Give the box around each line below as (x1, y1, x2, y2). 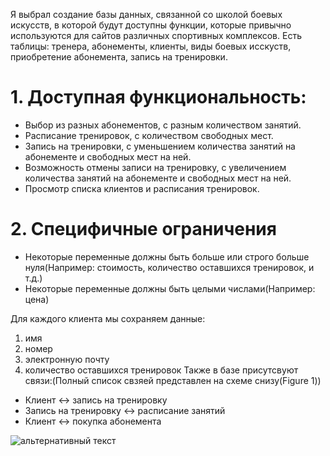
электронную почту (24, 353, 110, 365)
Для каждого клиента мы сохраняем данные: (10, 312, 206, 324)
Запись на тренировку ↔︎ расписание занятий (24, 404, 226, 416)
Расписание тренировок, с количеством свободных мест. (24, 129, 274, 141)
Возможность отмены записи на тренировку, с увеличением (24, 161, 287, 173)
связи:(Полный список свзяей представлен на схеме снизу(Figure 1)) (24, 374, 322, 386)
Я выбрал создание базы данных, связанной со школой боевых (10, 9, 283, 20)
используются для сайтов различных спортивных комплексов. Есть (10, 30, 302, 41)
